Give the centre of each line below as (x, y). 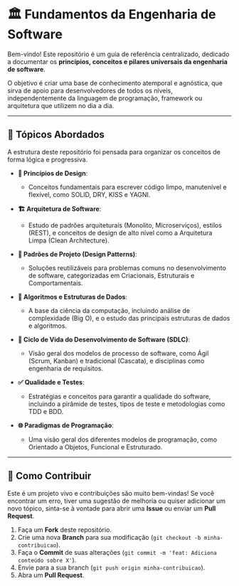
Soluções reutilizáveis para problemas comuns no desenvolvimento (127, 267)
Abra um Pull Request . (51, 575)
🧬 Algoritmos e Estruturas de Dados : (73, 297)
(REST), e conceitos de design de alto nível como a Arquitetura (120, 233)
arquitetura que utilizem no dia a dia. (61, 105)
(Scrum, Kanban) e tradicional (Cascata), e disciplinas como (116, 361)
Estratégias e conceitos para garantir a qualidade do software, (119, 396)
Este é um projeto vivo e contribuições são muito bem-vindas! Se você (111, 493)
